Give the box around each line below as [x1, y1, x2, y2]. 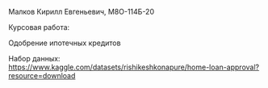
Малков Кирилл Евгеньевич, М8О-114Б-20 [8, 7, 155, 16]
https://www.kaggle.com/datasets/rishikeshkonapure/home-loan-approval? [8, 62, 260, 72]
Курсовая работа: [8, 23, 70, 31]
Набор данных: [8, 54, 61, 63]
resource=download [8, 71, 76, 80]
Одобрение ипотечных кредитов [8, 38, 121, 48]
